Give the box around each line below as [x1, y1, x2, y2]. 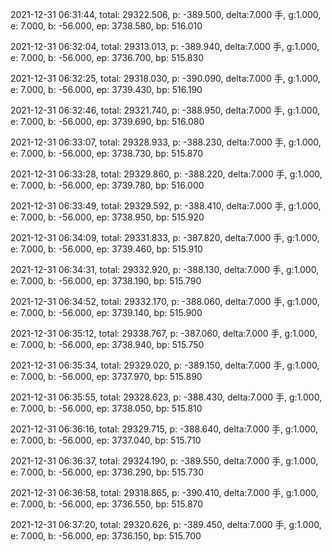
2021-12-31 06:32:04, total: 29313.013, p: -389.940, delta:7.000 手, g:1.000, [10, 41, 320, 52]
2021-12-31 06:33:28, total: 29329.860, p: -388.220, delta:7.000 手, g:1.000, [10, 168, 323, 180]
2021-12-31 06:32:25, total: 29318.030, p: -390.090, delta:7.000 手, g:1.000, [10, 73, 321, 84]
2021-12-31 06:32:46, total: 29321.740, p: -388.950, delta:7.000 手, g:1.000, [10, 104, 321, 116]
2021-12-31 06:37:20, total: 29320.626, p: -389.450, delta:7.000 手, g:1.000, [10, 519, 322, 530]
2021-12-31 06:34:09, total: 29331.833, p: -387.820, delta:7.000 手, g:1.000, [10, 232, 320, 243]
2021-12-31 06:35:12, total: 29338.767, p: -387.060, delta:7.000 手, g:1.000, [10, 328, 318, 339]
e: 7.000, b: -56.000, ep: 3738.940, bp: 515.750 [10, 339, 205, 350]
